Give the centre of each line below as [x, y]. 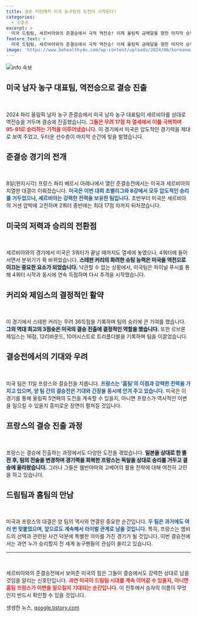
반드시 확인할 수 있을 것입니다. [51, 595]
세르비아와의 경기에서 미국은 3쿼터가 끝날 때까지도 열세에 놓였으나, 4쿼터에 [91, 253]
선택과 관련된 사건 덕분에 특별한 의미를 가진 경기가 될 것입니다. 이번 [93, 536]
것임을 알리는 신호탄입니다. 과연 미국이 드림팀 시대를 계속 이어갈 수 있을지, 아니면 [97, 580]
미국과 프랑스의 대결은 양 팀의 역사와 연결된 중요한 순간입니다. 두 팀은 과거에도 [95, 522]
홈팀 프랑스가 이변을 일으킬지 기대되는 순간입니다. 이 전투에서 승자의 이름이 [91, 588]
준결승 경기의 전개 [36, 157]
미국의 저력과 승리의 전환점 [51, 226]
